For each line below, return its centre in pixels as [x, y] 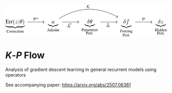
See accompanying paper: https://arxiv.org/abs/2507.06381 [68, 85]
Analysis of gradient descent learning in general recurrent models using [81, 69]
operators [16, 75]
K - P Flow [25, 55]
